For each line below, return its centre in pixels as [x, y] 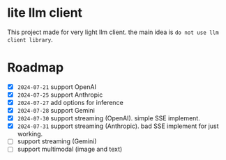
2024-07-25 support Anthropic [60, 95]
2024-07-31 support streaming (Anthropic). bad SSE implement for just [118, 126]
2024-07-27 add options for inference [70, 103]
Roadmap [36, 68]
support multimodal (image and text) [70, 149]
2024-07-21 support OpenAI [56, 87]
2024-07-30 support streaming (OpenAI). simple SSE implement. [108, 118]
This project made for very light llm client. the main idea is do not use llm [113, 32]
